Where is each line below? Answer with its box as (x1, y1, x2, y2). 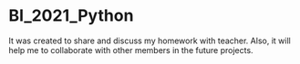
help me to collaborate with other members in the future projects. (8, 44, 253, 55)
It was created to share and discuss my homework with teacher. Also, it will (8, 35, 291, 46)
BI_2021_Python (8, 5, 134, 26)
